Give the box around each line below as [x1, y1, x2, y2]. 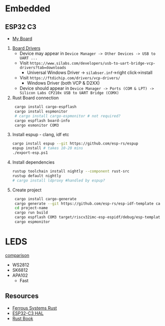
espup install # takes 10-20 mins [12, 146, 83, 151]
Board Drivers [12, 45, 41, 51]
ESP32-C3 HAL [12, 310, 44, 316]
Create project [12, 187, 42, 193]
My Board [12, 36, 33, 41]
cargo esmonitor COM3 [14, 123, 59, 128]
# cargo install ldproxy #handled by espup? [12, 178, 105, 183]
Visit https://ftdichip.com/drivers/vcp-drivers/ [19, 75, 121, 80]
